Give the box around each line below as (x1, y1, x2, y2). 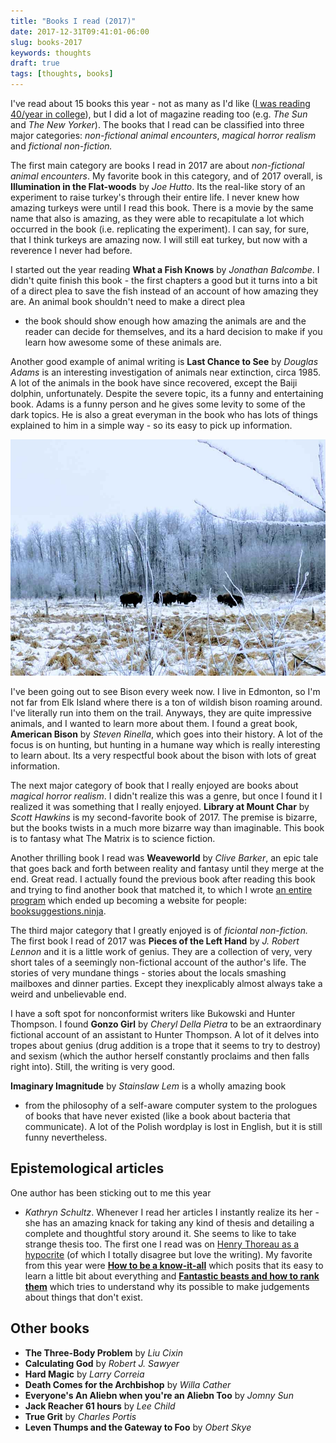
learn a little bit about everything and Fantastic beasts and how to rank (24, 1270, 320, 1282)
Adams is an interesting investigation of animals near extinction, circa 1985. (10, 366, 321, 378)
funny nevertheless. (24, 1131, 108, 1143)
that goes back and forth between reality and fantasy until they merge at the (10, 863, 325, 874)
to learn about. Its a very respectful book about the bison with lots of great (10, 750, 317, 761)
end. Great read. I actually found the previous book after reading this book (10, 873, 316, 885)
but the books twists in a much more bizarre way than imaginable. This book (10, 822, 325, 834)
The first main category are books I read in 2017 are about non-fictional (10, 160, 305, 171)
